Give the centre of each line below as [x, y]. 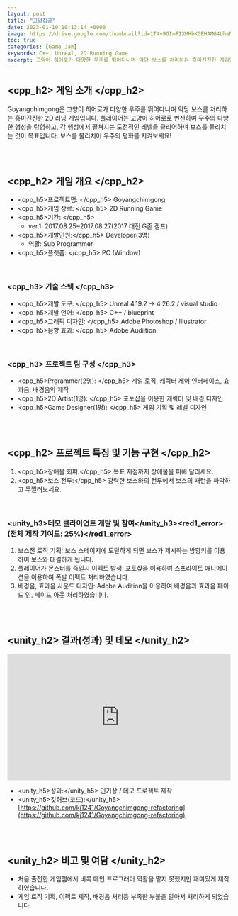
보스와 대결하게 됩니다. [62, 559]
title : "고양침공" [32, 21]
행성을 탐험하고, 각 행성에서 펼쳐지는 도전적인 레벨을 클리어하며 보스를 [111, 127]
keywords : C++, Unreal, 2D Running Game [68, 54]
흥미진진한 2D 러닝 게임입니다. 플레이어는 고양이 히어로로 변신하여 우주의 [115, 118]
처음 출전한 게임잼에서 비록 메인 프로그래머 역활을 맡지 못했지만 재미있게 [117, 879]
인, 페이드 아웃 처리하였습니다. [67, 595]
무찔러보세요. [43, 489]
